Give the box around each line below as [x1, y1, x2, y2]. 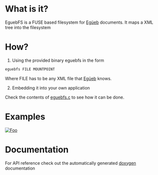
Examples [5, 111, 45, 122]
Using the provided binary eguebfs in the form [12, 57, 104, 63]
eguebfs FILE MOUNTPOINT [5, 67, 55, 72]
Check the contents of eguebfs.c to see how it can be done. [5, 94, 125, 100]
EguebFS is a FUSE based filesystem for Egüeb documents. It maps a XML [5, 19, 154, 25]
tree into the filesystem [5, 24, 51, 30]
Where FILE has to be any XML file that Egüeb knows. [5, 75, 112, 81]
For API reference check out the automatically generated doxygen [5, 160, 136, 166]
